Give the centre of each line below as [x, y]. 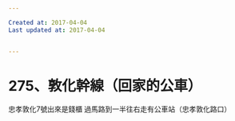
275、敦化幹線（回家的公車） [105, 86]
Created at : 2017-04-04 [48, 22]
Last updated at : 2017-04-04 [57, 30]
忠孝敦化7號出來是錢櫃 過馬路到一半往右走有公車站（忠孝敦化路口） [120, 109]
